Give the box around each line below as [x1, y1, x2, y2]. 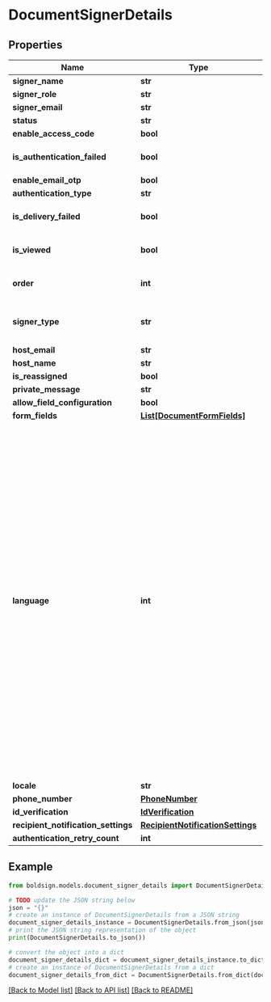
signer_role [12, 89, 57, 99]
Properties [8, 38, 63, 52]
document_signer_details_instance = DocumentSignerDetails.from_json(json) [8, 919, 269, 927]
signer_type [12, 316, 60, 327]
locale [12, 780, 36, 791]
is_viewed [12, 244, 51, 256]
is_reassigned [12, 370, 68, 382]
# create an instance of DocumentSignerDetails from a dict [8, 963, 215, 971]
